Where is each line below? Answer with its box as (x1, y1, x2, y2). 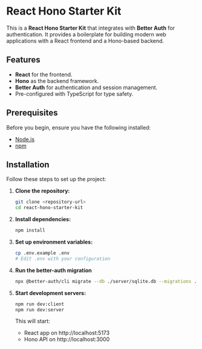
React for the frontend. (15, 71, 73, 78)
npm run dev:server (15, 307, 65, 313)
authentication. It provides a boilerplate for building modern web (6, 30, 166, 38)
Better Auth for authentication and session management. (15, 84, 158, 91)
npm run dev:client (15, 301, 65, 307)
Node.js (15, 135, 35, 143)
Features (6, 55, 41, 65)
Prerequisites (6, 108, 58, 118)
